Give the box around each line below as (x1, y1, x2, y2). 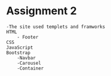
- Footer (17, 34, 39, 40)
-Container (17, 65, 44, 71)
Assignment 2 (6, 4, 77, 18)
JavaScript (6, 45, 33, 50)
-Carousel (17, 60, 42, 66)
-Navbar (17, 55, 36, 61)
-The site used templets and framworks (6, 24, 106, 30)
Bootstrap (6, 49, 31, 56)
